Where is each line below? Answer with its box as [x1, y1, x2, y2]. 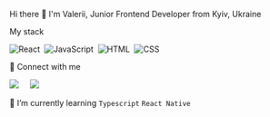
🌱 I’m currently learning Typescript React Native [9, 98, 191, 108]
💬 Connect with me [9, 62, 82, 72]
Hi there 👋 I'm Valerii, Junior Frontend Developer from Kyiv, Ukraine [9, 9, 262, 19]
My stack [9, 26, 45, 36]
